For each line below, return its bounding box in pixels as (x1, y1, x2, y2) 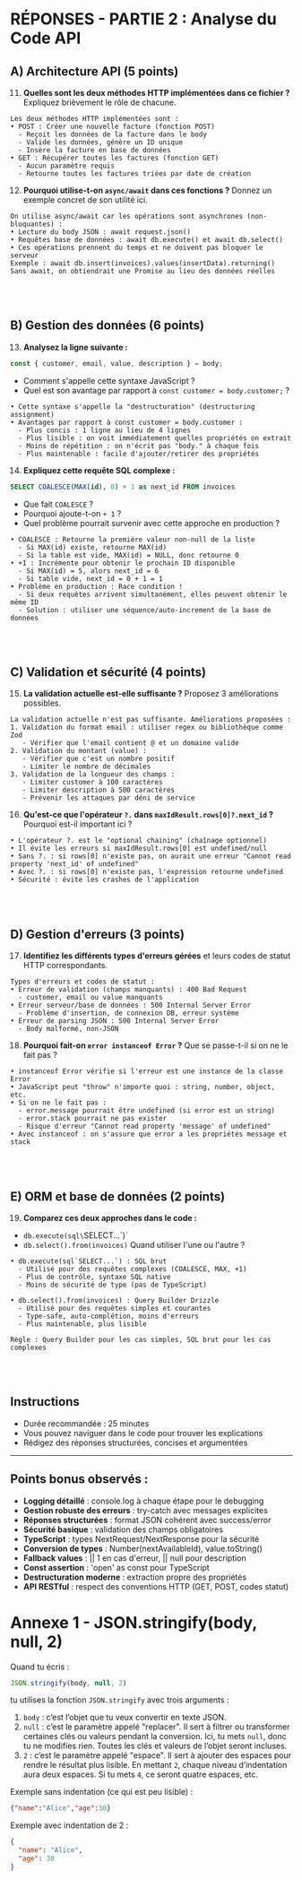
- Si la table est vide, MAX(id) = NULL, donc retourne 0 (18, 550, 240, 559)
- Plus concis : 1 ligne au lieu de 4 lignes (18, 426, 192, 435)
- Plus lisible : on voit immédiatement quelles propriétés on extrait (18, 433, 292, 443)
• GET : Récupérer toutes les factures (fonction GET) (10, 153, 220, 162)
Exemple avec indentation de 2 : (10, 1820, 129, 1831)
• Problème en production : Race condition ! (10, 582, 183, 591)
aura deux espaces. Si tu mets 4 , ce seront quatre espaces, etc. (22, 1769, 259, 1780)
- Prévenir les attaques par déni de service (22, 793, 195, 802)
